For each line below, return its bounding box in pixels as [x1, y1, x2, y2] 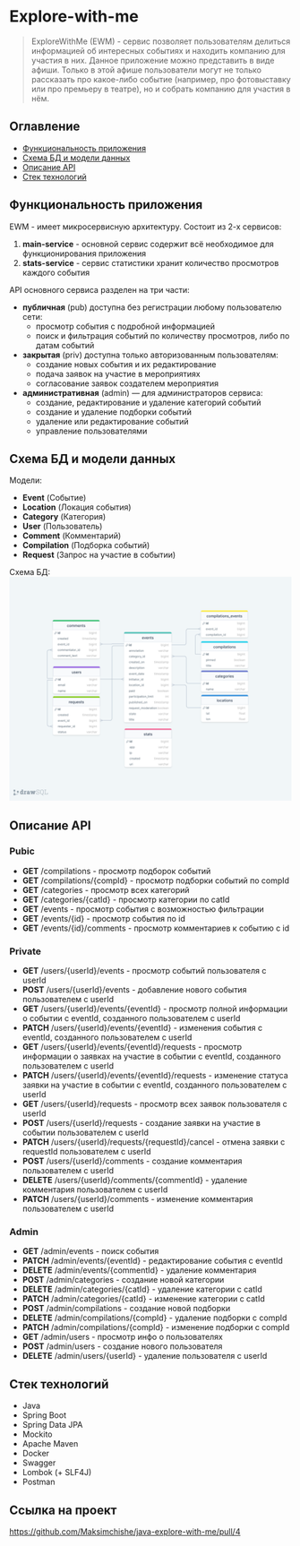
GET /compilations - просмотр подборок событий [21, 865, 211, 876]
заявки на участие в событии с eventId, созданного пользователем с [21, 1079, 287, 1090]
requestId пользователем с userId [21, 1147, 151, 1157]
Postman [21, 1476, 56, 1488]
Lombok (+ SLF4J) [21, 1467, 92, 1478]
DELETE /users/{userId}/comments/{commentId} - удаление [21, 1175, 248, 1186]
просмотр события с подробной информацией [35, 321, 216, 331]
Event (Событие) [21, 493, 87, 503]
